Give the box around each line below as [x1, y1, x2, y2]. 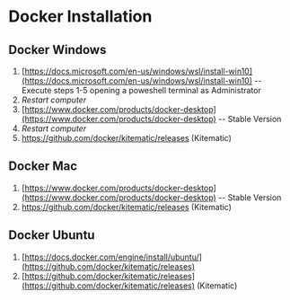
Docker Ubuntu [8, 227, 95, 243]
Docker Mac [8, 159, 78, 174]
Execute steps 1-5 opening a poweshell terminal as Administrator [21, 85, 261, 95]
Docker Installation [8, 6, 153, 27]
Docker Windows [8, 42, 107, 57]
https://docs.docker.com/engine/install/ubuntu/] [24, 251, 203, 262]
